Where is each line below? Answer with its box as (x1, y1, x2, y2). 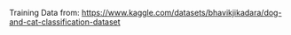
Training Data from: (9, 8, 80, 17)
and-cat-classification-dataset (9, 17, 122, 27)
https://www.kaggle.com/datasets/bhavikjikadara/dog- (81, 8, 282, 17)
